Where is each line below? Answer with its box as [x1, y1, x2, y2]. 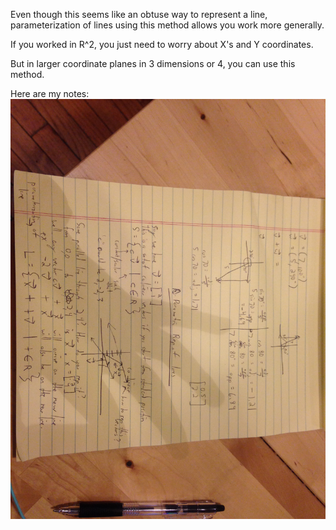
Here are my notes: [10, 88, 90, 99]
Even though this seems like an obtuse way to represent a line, [10, 9, 268, 20]
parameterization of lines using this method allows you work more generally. [10, 19, 325, 31]
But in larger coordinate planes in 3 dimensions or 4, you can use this [10, 58, 296, 69]
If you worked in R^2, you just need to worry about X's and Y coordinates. [10, 39, 314, 50]
